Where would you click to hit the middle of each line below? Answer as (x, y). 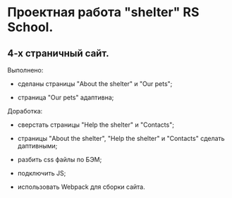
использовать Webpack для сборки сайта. (81, 187)
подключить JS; (42, 173)
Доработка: (25, 111)
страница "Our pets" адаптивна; (66, 97)
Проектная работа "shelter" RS (103, 12)
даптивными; (37, 146)
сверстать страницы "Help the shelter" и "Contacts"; (96, 125)
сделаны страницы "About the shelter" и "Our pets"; (95, 84)
